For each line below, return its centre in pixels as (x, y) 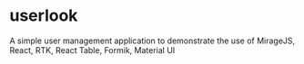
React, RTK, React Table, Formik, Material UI (92, 50)
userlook (44, 16)
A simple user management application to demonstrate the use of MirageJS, (152, 41)
